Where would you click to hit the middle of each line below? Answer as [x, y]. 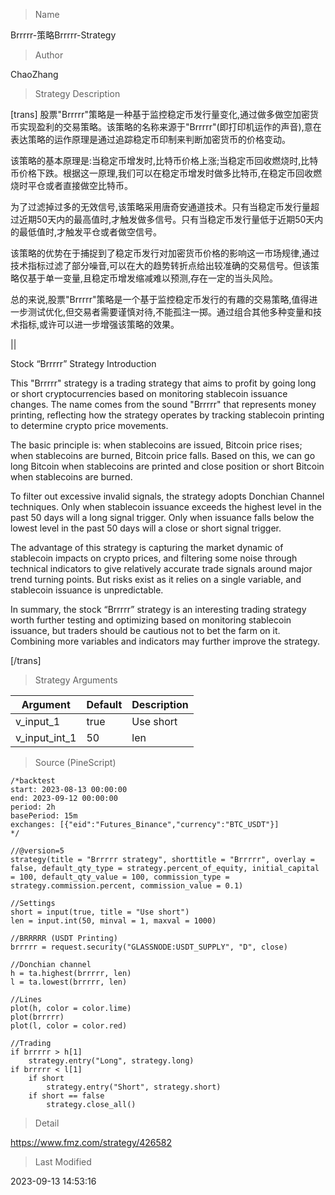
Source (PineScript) [75, 762]
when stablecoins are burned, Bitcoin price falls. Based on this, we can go [163, 455]
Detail [47, 1123]
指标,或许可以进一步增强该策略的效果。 [99, 324]
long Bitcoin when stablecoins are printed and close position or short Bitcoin [167, 466]
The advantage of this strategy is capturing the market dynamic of [147, 547]
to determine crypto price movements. [89, 425]
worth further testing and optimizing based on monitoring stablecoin [151, 620]
